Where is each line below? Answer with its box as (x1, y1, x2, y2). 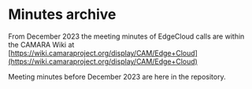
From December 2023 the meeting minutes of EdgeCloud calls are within (8, 32, 245, 41)
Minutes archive (8, 6, 117, 24)
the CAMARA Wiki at (8, 39, 75, 49)
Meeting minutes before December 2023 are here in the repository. (8, 72, 226, 81)
